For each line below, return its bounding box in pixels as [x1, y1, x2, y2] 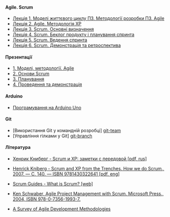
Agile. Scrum [5, 4, 33, 10]
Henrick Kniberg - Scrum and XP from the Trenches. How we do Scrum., [12, 166, 164, 172]
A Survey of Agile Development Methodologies [12, 206, 111, 212]
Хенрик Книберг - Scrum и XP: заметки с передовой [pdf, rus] [12, 156, 147, 162]
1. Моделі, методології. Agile [12, 65, 75, 71]
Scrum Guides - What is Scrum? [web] [12, 181, 93, 187]
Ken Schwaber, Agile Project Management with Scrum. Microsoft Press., [12, 191, 164, 197]
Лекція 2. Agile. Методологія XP [12, 21, 82, 27]
